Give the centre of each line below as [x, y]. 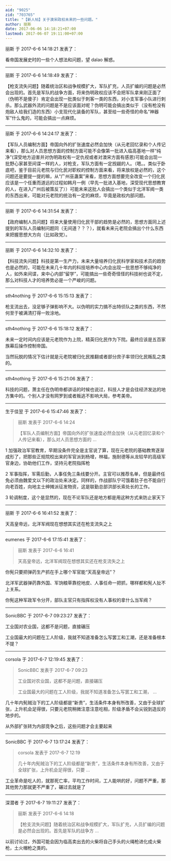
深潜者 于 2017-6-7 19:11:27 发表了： [43, 803]
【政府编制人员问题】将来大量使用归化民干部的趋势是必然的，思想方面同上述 [85, 222]
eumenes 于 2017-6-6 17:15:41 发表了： [46, 539]
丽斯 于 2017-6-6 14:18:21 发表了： [41, 49]
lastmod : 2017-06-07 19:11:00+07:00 [44, 34]
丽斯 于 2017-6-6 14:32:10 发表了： [42, 250]
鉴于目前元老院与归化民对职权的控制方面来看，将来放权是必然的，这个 [92, 170]
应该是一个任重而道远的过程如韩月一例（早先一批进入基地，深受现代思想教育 [85, 182]
